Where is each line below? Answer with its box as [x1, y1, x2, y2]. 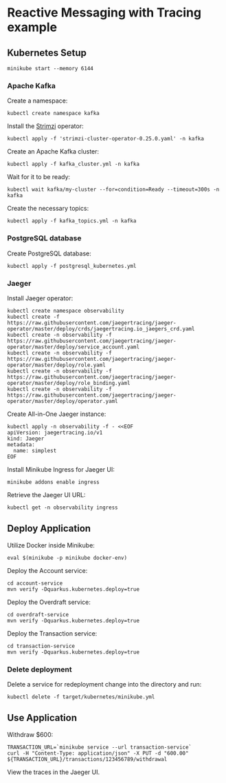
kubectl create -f [7, 313, 60, 320]
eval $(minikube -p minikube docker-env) [7, 554, 128, 561]
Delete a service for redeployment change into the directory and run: [7, 680, 202, 688]
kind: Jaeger [7, 435, 45, 442]
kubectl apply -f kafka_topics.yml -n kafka [7, 218, 137, 225]
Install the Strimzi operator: [7, 122, 84, 130]
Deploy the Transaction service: [7, 629, 98, 638]
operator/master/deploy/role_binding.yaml [7, 379, 131, 386]
